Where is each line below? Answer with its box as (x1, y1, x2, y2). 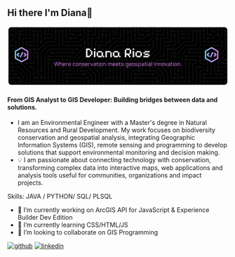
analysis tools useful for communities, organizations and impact (17, 171, 202, 180)
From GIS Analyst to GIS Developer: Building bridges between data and (7, 95, 218, 104)
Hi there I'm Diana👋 (7, 7, 93, 19)
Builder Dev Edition (17, 213, 73, 222)
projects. (17, 178, 43, 187)
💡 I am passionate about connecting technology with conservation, (17, 156, 211, 164)
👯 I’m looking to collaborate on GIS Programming (17, 228, 159, 237)
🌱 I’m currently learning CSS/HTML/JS (17, 220, 128, 229)
